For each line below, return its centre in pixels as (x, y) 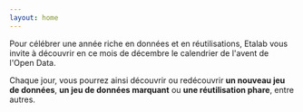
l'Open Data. (33, 62)
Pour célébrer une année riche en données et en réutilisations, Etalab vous (149, 43)
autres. (23, 99)
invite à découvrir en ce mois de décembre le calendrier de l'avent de (139, 53)
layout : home (34, 18)
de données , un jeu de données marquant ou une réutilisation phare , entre (152, 89)
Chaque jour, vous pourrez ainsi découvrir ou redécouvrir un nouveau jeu (147, 80)
